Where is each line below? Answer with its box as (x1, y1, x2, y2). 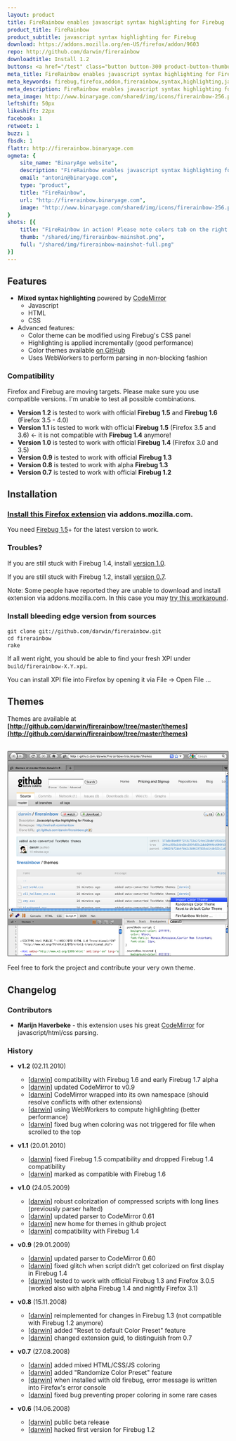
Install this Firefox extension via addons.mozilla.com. (7, 509, 193, 519)
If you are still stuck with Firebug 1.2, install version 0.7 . (7, 573, 166, 581)
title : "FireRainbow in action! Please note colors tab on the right (20, 226, 228, 233)
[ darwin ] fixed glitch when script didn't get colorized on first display (27, 1262, 225, 1270)
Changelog (7, 984, 57, 996)
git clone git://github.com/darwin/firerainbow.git (7, 628, 162, 635)
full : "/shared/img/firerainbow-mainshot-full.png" (20, 241, 174, 248)
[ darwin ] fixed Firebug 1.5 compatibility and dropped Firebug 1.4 (27, 1155, 214, 1163)
